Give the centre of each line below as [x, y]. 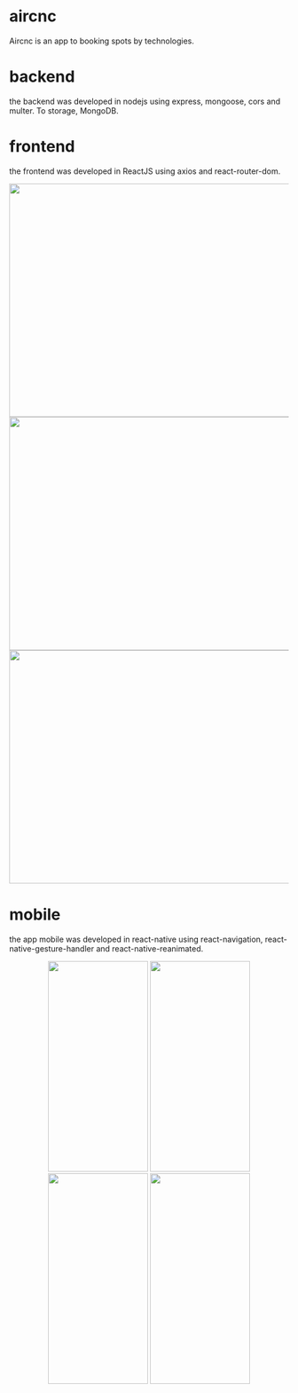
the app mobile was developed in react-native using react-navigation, [136, 939]
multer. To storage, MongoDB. [64, 110]
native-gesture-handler [52, 948]
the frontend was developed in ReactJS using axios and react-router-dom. [145, 171]
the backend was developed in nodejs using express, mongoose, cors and [145, 101]
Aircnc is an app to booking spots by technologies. [102, 41]
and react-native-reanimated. [150, 948]
